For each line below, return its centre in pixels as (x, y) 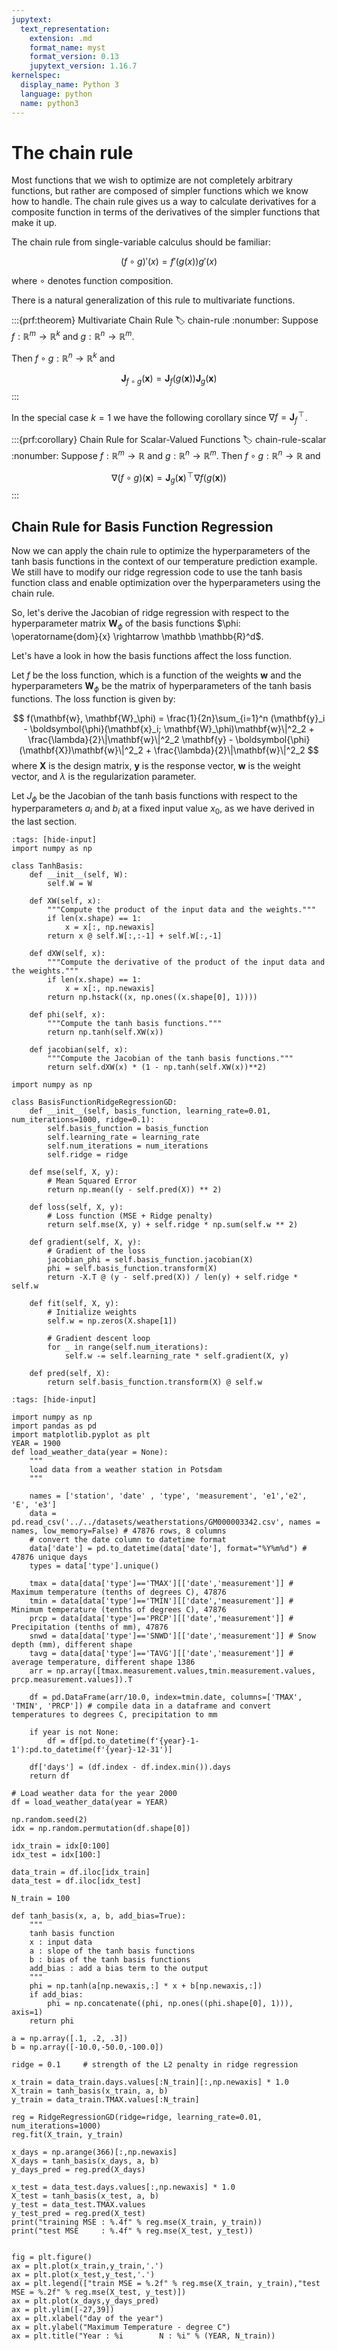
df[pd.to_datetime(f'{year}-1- (134, 1741)
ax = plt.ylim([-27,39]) (63, 2310)
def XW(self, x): (65, 901)
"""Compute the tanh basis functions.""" (135, 1024)
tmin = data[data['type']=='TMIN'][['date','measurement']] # (161, 1601)
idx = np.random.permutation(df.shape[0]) (101, 1829)
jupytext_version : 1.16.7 (83, 66)
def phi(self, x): (67, 1015)
